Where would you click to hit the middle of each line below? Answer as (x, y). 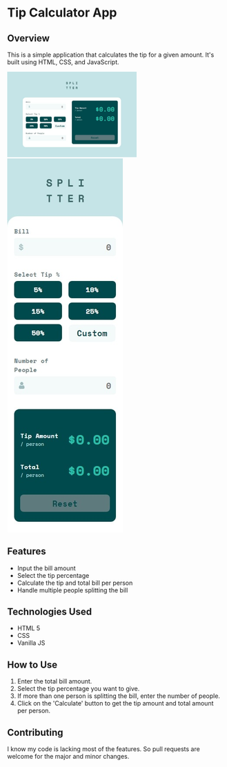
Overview (29, 38)
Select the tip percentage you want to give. (78, 689)
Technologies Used (49, 611)
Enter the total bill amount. (55, 681)
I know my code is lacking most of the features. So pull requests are (103, 749)
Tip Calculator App (62, 13)
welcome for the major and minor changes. (68, 756)
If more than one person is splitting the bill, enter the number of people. (119, 696)
